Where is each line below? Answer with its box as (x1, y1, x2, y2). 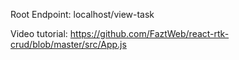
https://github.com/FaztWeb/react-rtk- (69, 28, 230, 39)
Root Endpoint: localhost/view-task (10, 9, 155, 20)
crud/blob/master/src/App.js (10, 39, 127, 50)
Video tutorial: (10, 28, 68, 39)
